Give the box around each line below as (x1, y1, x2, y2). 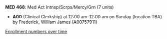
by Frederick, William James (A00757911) (12, 19, 97, 25)
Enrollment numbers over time (5, 29, 67, 34)
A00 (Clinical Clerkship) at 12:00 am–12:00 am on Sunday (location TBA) (12, 14, 162, 19)
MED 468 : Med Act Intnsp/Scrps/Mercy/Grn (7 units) (5, 4, 114, 10)
